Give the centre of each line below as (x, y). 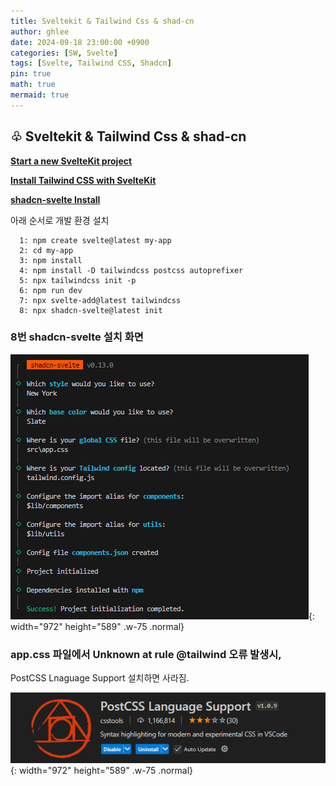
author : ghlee (40, 31)
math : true (33, 85)
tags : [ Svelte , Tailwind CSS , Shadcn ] (91, 63)
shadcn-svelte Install (55, 199)
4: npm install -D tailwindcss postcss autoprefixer (131, 270)
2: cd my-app (46, 250)
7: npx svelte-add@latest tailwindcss (100, 300)
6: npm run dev (51, 290)
